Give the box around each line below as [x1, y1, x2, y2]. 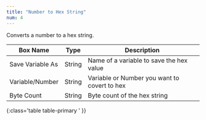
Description [124, 46, 160, 54]
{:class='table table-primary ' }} [6, 107, 86, 114]
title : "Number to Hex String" [6, 9, 86, 15]
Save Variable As [9, 60, 58, 68]
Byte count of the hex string [88, 91, 168, 99]
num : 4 [6, 15, 23, 21]
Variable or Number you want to [88, 74, 180, 82]
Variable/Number [9, 77, 59, 86]
